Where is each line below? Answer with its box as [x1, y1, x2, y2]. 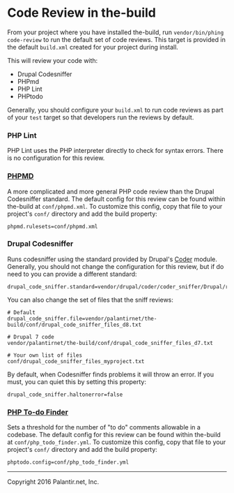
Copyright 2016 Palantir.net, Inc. [7, 478, 100, 486]
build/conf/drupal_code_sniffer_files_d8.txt [7, 321, 141, 328]
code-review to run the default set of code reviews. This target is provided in [7, 35, 226, 43]
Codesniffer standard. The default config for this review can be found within [7, 194, 226, 203]
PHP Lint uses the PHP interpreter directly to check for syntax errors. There [7, 147, 224, 155]
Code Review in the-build [7, 5, 157, 21]
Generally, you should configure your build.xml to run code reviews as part [7, 105, 224, 114]
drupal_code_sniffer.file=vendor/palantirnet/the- [7, 315, 157, 322]
